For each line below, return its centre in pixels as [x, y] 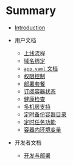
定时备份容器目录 [45, 114]
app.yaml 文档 [41, 68]
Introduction [30, 28]
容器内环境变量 [42, 130]
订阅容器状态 [40, 91]
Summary [31, 11]
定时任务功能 [40, 122]
